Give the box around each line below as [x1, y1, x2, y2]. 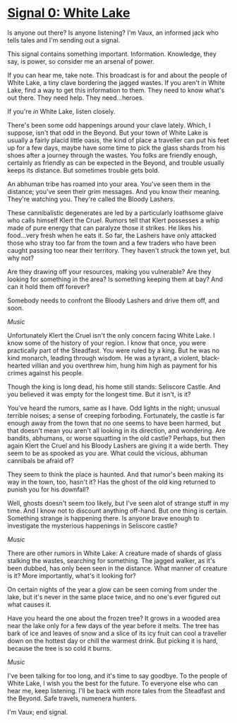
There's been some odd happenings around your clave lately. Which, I [7, 120, 211, 129]
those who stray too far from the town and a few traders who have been [7, 239, 217, 247]
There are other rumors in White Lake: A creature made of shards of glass [7, 549, 222, 557]
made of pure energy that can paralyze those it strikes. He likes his [7, 223, 202, 232]
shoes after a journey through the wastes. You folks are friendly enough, [7, 151, 218, 159]
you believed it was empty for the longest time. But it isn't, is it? [7, 389, 192, 398]
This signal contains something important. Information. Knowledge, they [7, 50, 217, 58]
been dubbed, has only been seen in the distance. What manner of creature [7, 564, 228, 572]
